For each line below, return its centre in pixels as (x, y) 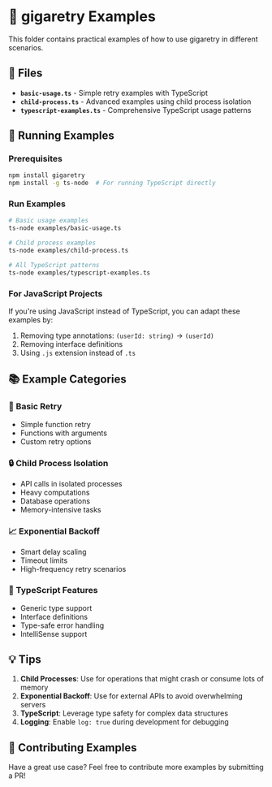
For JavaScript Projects (56, 293)
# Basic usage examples (49, 221)
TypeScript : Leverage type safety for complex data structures (124, 713)
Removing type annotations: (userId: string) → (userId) (117, 335)
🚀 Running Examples (62, 136)
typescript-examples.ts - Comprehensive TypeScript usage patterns (136, 110)
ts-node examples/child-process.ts (69, 251)
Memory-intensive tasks (60, 510)
